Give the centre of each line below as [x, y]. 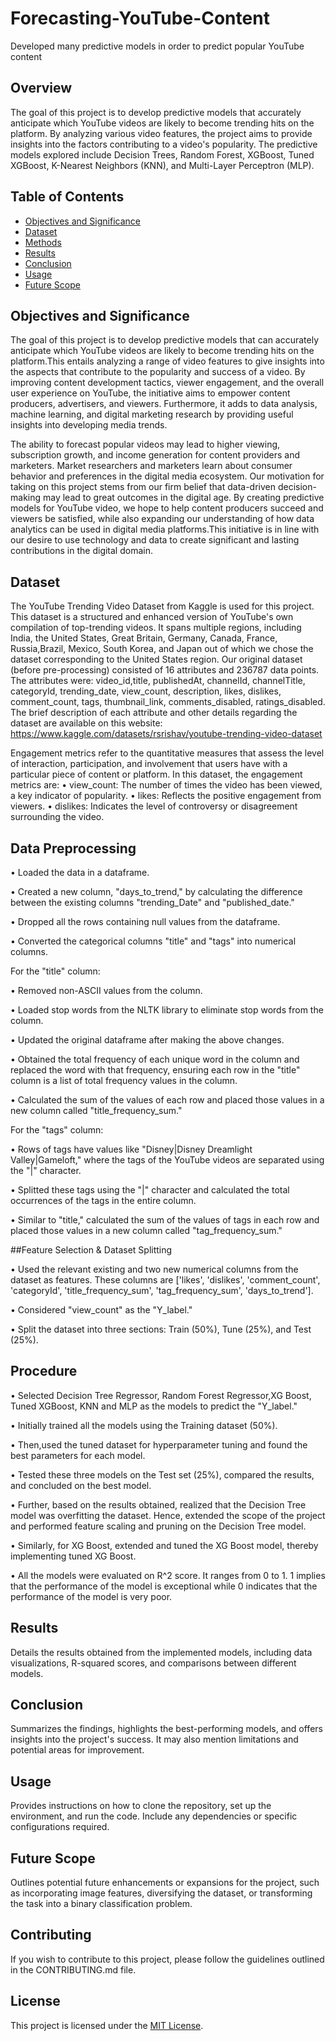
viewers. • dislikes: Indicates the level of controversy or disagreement [154, 806]
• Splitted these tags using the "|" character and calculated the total [150, 1190]
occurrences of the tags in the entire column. [103, 1200]
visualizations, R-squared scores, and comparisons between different [153, 1663]
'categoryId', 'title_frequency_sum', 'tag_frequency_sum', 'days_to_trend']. [162, 1290]
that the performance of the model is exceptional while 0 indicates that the [164, 1586]
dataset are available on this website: [86, 723]
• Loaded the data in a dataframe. [80, 872]
